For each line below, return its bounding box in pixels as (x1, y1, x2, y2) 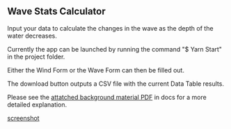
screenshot (7, 114, 40, 122)
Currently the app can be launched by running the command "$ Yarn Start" (7, 45, 223, 53)
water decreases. (7, 31, 58, 40)
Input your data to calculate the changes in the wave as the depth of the (7, 24, 214, 32)
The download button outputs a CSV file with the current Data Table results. (7, 79, 225, 88)
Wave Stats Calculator (7, 6, 106, 17)
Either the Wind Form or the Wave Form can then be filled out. (7, 66, 184, 74)
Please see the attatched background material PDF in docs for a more (7, 93, 207, 101)
